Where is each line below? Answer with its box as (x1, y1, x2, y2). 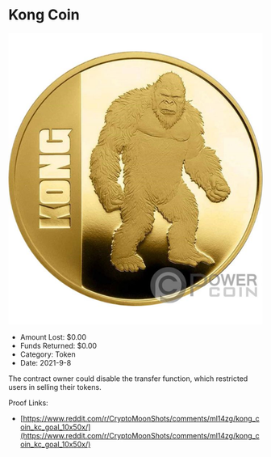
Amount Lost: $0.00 (19, 332, 87, 341)
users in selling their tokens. (8, 382, 102, 391)
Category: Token (19, 349, 76, 359)
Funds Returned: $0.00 (19, 341, 98, 350)
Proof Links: (8, 398, 48, 408)
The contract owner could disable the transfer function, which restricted (8, 374, 248, 383)
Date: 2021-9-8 (19, 358, 72, 367)
